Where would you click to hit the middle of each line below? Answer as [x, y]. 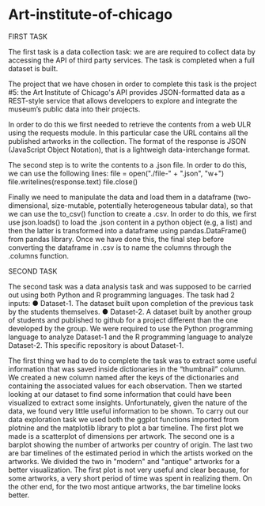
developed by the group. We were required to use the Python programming [131, 328]
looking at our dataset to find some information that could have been [120, 394]
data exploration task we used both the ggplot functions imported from [124, 419]
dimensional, [29, 205]
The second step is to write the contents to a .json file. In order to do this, [127, 164]
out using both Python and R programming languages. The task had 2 [121, 295]
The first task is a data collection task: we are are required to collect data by [132, 51]
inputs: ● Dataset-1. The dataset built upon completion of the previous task [131, 303]
